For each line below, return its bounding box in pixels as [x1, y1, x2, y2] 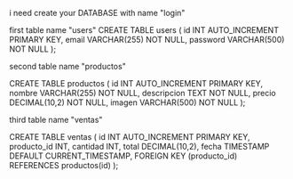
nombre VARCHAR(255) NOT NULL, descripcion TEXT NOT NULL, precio [9, 88, 277, 98]
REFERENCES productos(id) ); [9, 160, 119, 170]
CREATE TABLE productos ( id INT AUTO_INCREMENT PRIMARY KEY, [9, 78, 264, 88]
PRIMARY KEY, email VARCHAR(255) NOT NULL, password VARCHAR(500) [9, 35, 285, 45]
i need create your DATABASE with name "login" [9, 8, 186, 18]
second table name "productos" [9, 61, 126, 71]
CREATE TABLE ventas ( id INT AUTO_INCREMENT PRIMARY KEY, [9, 132, 250, 142]
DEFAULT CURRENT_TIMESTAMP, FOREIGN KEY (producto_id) [9, 151, 238, 161]
